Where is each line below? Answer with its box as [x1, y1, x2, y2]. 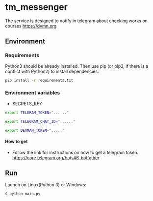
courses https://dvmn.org [5, 23, 57, 29]
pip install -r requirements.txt [5, 78, 74, 83]
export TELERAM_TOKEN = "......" [5, 110, 69, 115]
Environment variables [5, 89, 60, 96]
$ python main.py [5, 191, 41, 197]
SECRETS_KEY [12, 100, 43, 107]
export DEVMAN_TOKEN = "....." [5, 128, 65, 133]
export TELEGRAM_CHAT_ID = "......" [5, 119, 76, 124]
